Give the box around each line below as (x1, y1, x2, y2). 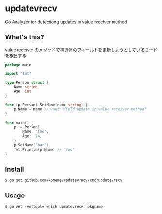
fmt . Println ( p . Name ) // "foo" (14, 147, 75, 152)
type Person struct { (5, 80, 49, 85)
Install (5, 165, 24, 174)
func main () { (5, 120, 34, 125)
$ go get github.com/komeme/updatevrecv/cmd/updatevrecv (5, 178, 123, 183)
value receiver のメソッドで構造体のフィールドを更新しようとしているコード (5, 47, 158, 53)
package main (5, 62, 32, 67)
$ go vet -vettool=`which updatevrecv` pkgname (5, 204, 103, 209)
